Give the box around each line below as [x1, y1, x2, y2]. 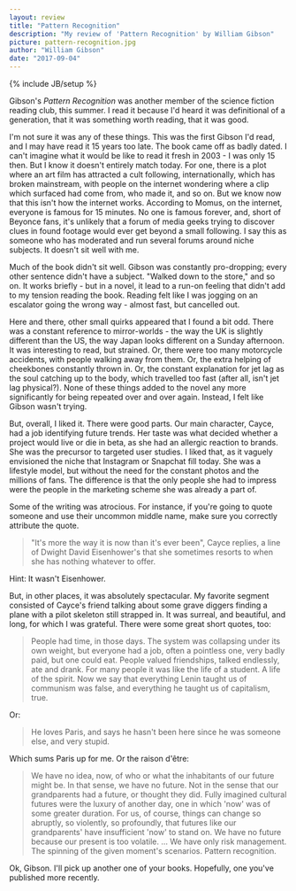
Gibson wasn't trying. [9, 401, 87, 412]
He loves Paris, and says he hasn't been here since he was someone [30, 727, 281, 737]
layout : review [9, 12, 65, 22]
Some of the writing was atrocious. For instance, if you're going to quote [9, 501, 273, 512]
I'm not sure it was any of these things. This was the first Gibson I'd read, [9, 132, 276, 142]
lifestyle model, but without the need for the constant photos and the [9, 466, 260, 476]
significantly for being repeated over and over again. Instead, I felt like [9, 391, 264, 402]
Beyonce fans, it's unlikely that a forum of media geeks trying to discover [9, 216, 276, 227]
